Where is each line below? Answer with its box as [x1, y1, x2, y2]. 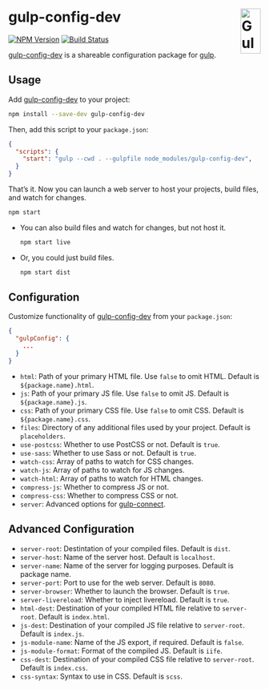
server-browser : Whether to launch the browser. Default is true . [19, 586, 231, 596]
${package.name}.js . [19, 397, 87, 406]
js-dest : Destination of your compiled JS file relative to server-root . [19, 620, 246, 630]
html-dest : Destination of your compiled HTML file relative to [19, 603, 221, 613]
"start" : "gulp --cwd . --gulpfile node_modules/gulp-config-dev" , [22, 155, 252, 163]
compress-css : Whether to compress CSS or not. [19, 490, 179, 500]
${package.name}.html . [19, 380, 94, 389]
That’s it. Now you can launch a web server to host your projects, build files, [8, 184, 259, 194]
